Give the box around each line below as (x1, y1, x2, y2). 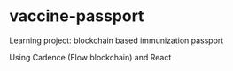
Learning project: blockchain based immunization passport (9, 35, 224, 46)
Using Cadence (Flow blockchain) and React (9, 52, 172, 62)
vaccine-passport (9, 6, 144, 26)
